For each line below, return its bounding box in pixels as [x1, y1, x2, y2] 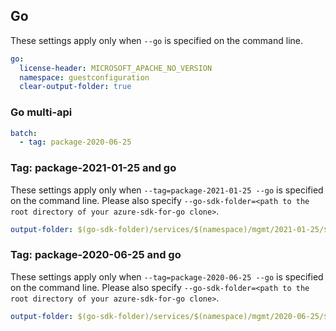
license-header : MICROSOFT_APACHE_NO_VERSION [19, 63, 213, 73]
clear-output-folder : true [19, 82, 132, 92]
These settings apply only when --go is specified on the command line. [10, 34, 303, 46]
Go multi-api [10, 105, 73, 119]
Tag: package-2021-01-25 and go [10, 161, 177, 175]
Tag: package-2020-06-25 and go [10, 248, 182, 262]
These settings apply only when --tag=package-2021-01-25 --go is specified [10, 184, 324, 196]
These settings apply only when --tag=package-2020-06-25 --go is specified [10, 270, 324, 283]
